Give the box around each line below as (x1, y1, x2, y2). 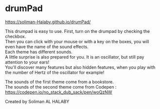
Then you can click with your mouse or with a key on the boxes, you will (5, 38, 149, 44)
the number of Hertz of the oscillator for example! (5, 69, 105, 75)
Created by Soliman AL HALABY (5, 98, 70, 104)
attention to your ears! (5, 59, 50, 65)
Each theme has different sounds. (5, 49, 73, 55)
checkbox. (5, 33, 26, 39)
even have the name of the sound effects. (5, 44, 89, 49)
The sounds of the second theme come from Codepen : (5, 84, 117, 90)
